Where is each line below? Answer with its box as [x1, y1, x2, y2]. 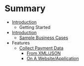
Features [11, 40, 30, 45]
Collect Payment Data [19, 45, 64, 51]
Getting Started [19, 24, 50, 30]
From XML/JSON [26, 50, 61, 56]
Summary [4, 3, 45, 14]
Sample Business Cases [19, 35, 69, 41]
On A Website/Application [26, 55, 80, 61]
